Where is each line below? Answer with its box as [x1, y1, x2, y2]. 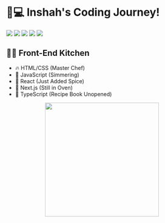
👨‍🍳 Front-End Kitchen [6, 48, 90, 58]
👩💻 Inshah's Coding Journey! [6, 5, 160, 19]
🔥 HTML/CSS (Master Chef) [15, 64, 85, 71]
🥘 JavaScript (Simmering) [15, 71, 80, 78]
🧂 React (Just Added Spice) [15, 77, 85, 84]
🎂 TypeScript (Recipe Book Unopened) [15, 90, 112, 98]
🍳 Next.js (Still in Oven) [15, 84, 73, 91]
